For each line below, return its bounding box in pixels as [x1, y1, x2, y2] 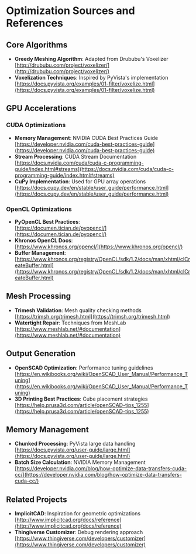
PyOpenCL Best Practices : [14, 218, 80, 225]
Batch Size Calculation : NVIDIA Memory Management [14, 459, 146, 466]
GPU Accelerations [6, 104, 77, 114]
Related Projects [6, 494, 67, 504]
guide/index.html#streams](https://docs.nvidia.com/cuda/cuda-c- [14, 165, 174, 172]
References [6, 16, 63, 30]
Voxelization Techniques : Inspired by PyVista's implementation [14, 74, 169, 81]
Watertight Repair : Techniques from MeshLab [14, 319, 126, 326]
